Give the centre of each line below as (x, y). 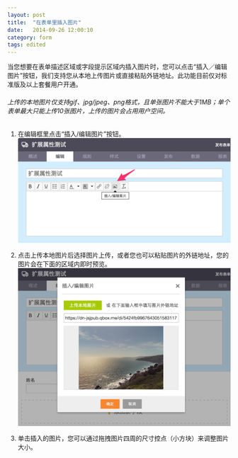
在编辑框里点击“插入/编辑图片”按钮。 (71, 134)
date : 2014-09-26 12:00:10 (50, 30)
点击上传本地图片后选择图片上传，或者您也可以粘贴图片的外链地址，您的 (123, 255)
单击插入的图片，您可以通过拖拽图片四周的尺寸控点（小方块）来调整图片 (123, 438)
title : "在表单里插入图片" (44, 22)
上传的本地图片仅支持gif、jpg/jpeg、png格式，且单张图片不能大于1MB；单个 (119, 102)
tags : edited (27, 45)
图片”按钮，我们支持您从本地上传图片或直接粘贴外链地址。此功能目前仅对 (114, 76)
